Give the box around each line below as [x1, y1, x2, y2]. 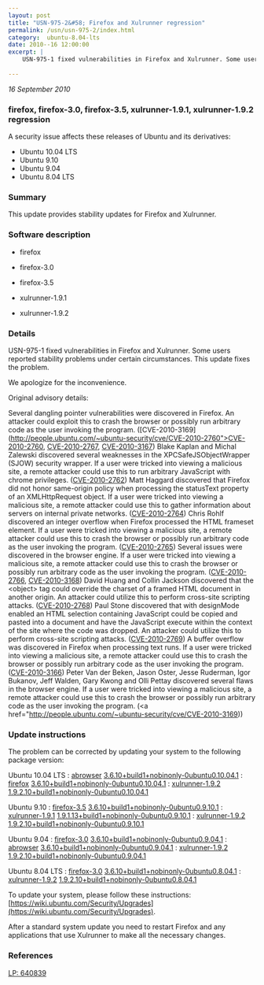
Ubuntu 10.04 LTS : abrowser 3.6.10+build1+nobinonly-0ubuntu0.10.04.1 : [8, 771, 244, 780]
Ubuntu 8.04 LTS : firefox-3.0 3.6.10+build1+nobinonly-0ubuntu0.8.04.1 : [8, 867, 241, 876]
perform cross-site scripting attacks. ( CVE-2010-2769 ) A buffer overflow [8, 634, 244, 643]
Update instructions [8, 729, 86, 740]
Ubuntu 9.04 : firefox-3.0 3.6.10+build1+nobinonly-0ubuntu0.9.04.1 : [8, 835, 228, 844]
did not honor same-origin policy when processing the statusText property [8, 483, 249, 493]
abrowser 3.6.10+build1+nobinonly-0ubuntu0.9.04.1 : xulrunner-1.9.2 [8, 843, 229, 853]
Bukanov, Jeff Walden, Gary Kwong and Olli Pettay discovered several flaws [8, 676, 254, 685]
